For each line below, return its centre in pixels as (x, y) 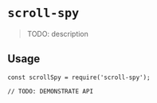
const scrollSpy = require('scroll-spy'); (79, 77)
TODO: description (58, 34)
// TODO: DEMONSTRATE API (50, 91)
